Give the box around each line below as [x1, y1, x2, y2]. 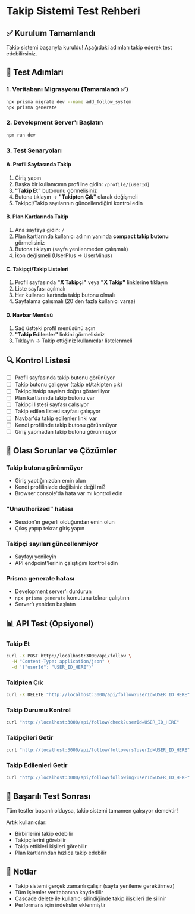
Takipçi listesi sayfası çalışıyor [14, 401, 89, 408]
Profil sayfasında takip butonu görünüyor [14, 374, 115, 381]
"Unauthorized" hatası [6, 505, 73, 513]
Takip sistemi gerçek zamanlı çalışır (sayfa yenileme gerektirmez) [14, 882, 175, 890]
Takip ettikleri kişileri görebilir [14, 843, 87, 850]
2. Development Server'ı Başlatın [6, 118, 103, 126]
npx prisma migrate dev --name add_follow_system [6, 98, 132, 105]
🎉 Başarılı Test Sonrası [6, 791, 91, 801]
